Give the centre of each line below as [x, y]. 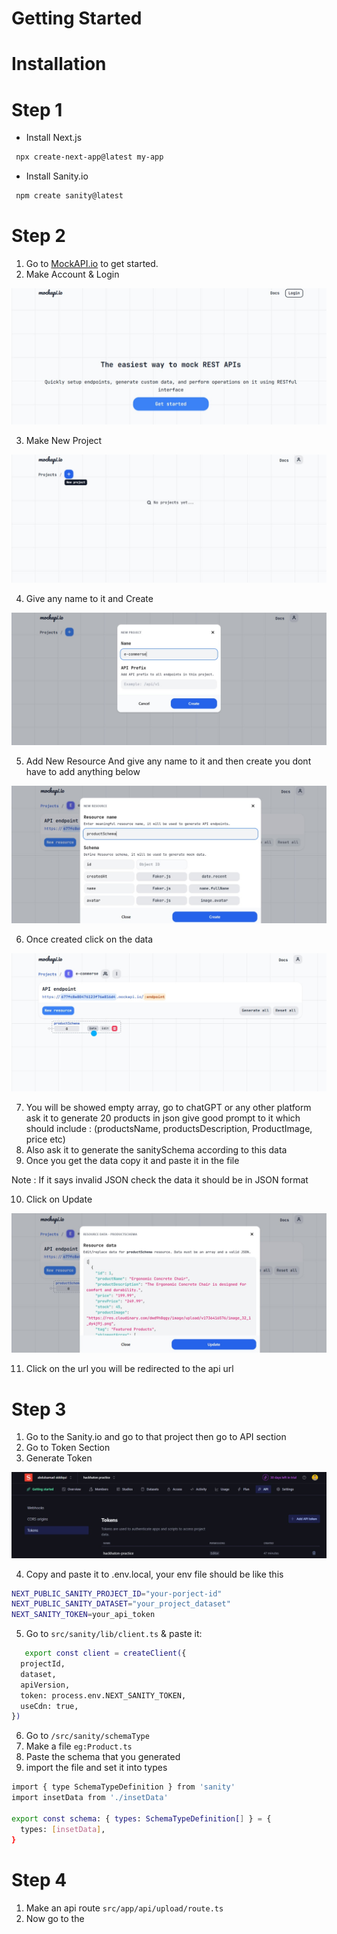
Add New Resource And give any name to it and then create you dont [168, 761]
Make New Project [64, 440]
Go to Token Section [68, 1448]
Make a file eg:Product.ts [79, 1746]
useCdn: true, [49, 1706]
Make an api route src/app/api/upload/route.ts [124, 1908]
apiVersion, [45, 1685]
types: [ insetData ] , [63, 1829]
